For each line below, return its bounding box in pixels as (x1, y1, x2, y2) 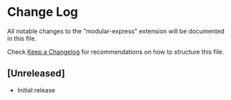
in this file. (7, 34, 37, 42)
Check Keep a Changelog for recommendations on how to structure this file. (7, 48, 225, 56)
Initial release (17, 86, 55, 94)
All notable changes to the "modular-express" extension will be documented (7, 27, 225, 35)
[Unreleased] (7, 68, 66, 79)
